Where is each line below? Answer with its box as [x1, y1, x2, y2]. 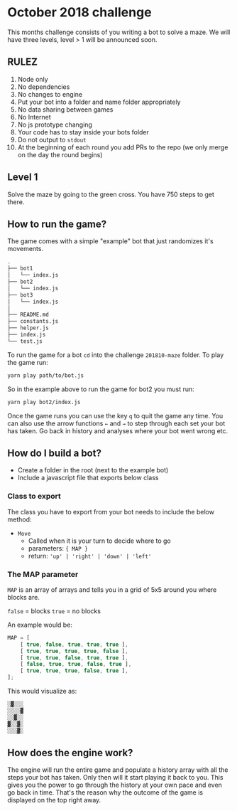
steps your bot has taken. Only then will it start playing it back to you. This [7, 773, 224, 782]
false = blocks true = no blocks [7, 606, 101, 615]
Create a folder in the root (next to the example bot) [17, 466, 169, 475]
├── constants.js [7, 318, 59, 325]
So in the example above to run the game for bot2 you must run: [7, 385, 195, 393]
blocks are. [7, 593, 40, 601]
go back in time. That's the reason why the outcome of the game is [7, 788, 204, 797]
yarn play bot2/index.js [7, 398, 81, 405]
